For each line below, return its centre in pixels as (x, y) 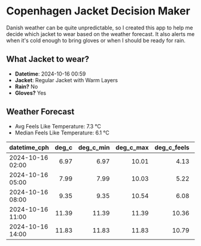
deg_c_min (94, 147)
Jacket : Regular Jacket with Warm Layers (66, 80)
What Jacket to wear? (48, 59)
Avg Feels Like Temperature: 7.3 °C (58, 126)
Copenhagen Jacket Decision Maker (98, 11)
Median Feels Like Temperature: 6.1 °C (62, 133)
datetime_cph (29, 147)
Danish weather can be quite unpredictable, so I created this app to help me (100, 28)
